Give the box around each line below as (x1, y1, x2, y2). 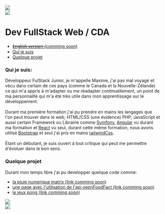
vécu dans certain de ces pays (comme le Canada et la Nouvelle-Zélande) (5, 83, 156, 89)
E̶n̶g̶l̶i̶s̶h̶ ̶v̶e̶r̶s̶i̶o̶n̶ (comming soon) (12, 43, 78, 49)
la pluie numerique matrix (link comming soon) (12, 178, 107, 184)
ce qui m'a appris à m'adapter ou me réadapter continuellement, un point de (5, 88, 160, 94)
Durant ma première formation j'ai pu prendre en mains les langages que (5, 109, 153, 115)
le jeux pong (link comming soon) (12, 189, 80, 195)
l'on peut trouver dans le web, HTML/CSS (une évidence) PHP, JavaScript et (5, 114, 160, 120)
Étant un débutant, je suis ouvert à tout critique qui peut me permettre (5, 141, 147, 146)
